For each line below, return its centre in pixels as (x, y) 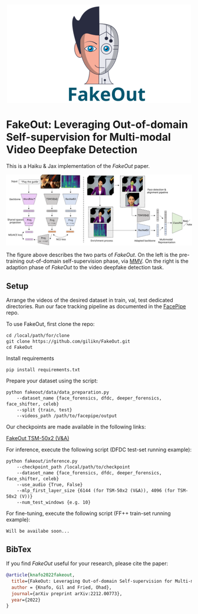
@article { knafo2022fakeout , (41, 575)
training (15, 261)
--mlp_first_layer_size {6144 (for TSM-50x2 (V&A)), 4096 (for (96, 491)
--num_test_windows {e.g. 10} (54, 503)
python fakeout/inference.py (42, 461)
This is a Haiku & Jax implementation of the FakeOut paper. (78, 166)
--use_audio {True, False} (50, 485)
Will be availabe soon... (38, 532)
